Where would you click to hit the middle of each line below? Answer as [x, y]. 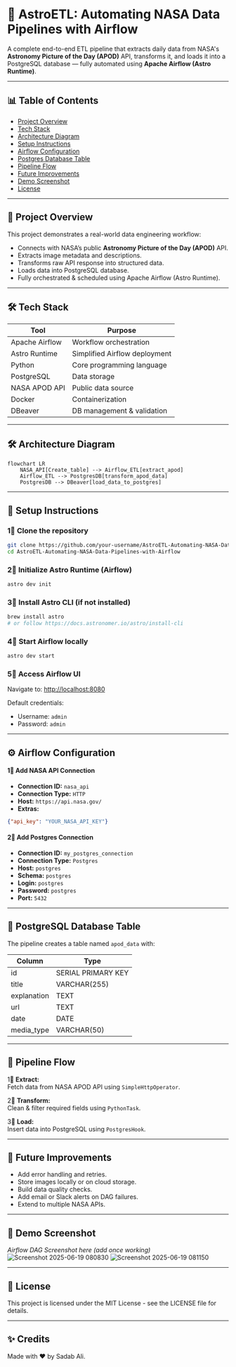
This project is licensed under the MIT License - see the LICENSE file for [112, 1303]
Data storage [93, 377]
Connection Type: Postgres [58, 860]
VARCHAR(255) [82, 984]
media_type [30, 1029]
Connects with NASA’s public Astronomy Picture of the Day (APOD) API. [123, 248]
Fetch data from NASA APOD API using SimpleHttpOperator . [94, 1086]
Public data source [103, 388]
